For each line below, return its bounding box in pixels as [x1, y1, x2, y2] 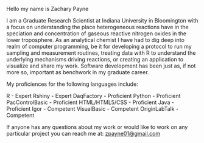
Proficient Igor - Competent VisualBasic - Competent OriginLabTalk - [6, 105, 179, 112]
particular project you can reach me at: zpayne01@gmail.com [6, 130, 161, 137]
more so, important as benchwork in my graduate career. [6, 69, 149, 75]
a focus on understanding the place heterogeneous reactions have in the [6, 24, 189, 30]
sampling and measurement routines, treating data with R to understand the [6, 49, 196, 57]
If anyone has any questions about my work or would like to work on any [6, 124, 188, 130]
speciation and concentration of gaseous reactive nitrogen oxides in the [6, 30, 187, 37]
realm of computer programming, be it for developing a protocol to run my [6, 43, 192, 50]
